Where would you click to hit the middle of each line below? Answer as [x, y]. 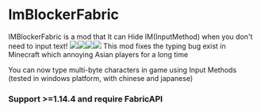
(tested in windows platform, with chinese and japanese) [101, 78]
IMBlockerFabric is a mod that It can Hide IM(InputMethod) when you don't [130, 37]
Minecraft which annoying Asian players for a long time [98, 54]
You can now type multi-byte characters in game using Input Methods [123, 70]
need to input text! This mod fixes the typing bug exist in [117, 46]
